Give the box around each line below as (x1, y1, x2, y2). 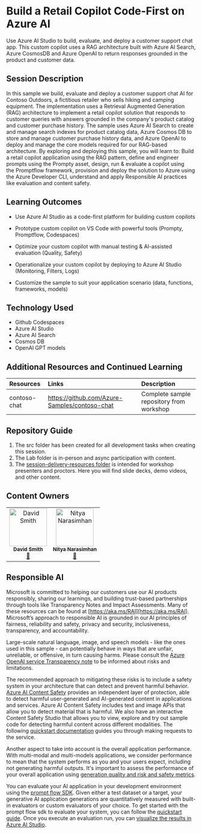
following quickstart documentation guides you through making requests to (6, 727, 192, 734)
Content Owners (6, 491, 70, 501)
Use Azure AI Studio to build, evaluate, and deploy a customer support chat (6, 37, 193, 44)
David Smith (13, 546, 43, 552)
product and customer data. (6, 56, 76, 63)
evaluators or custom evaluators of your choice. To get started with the (11, 801, 188, 809)
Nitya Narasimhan (53, 546, 97, 552)
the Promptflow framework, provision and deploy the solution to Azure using (6, 166, 195, 174)
